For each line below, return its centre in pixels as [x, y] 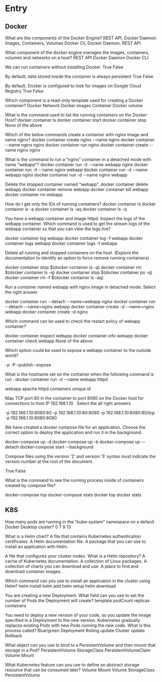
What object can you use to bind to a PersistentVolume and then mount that [80, 645]
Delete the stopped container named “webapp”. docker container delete [77, 184]
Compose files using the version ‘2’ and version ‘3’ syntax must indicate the [80, 456]
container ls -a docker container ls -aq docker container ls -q [66, 209]
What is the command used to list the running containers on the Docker [76, 115]
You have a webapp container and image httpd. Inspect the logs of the [75, 218]
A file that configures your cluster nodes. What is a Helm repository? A [75, 556]
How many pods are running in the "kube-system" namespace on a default [80, 522]
